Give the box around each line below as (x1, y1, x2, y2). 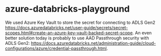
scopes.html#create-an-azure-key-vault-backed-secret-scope (5, 30, 133, 36)
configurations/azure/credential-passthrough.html (5, 45, 107, 51)
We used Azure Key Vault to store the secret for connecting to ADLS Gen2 (5, 19, 156, 25)
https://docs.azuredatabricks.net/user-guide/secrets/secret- (5, 24, 128, 30)
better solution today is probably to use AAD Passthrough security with (5, 35, 149, 41)
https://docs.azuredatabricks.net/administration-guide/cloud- (31, 40, 156, 46)
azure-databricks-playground (5, 3, 130, 15)
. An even (132, 30, 152, 36)
